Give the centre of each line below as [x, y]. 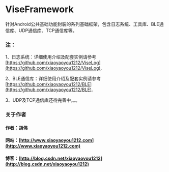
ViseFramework [39, 9]
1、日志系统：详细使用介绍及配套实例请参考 [51, 57]
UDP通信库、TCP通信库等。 [48, 30]
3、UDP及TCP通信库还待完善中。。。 [43, 100]
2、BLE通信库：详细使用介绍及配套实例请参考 [53, 79]
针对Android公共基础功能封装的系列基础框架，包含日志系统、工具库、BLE [82, 24]
